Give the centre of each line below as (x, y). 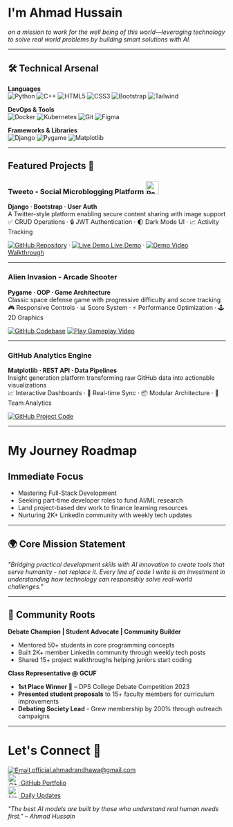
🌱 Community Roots (52, 615)
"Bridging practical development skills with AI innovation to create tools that (116, 564)
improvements (38, 701)
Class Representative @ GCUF (52, 673)
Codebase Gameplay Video (86, 331)
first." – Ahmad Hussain (41, 817)
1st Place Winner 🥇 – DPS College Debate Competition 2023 (104, 686)
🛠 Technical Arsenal (53, 68)
